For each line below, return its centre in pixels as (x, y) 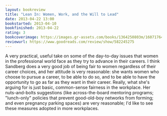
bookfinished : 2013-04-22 (32, 28)
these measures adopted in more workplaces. (52, 108)
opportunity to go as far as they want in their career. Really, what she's (78, 82)
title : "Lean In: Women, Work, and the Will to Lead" (62, 14)
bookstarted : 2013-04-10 (31, 23)
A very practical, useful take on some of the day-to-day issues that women (82, 56)
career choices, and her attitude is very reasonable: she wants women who (82, 72)
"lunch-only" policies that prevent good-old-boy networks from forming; (79, 98)
